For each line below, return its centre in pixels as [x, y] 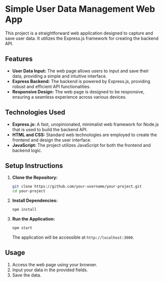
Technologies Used [35, 112]
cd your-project [29, 191]
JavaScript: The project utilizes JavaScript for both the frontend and [81, 145]
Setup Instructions [34, 166]
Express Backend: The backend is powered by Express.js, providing [81, 81]
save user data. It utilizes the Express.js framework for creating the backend [82, 38]
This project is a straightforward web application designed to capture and [79, 33]
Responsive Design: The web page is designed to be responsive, [78, 91]
